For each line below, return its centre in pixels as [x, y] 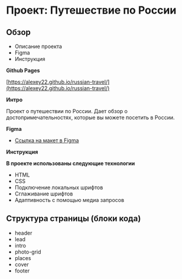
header [23, 233]
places [23, 258]
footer [22, 271]
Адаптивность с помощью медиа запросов [69, 200]
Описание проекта [38, 46]
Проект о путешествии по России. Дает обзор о [67, 111]
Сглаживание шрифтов [44, 194]
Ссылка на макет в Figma [47, 140]
